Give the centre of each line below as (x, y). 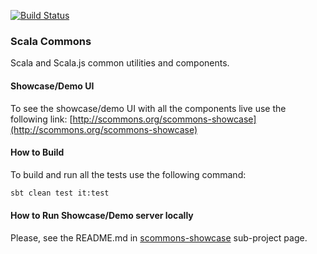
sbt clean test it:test (60, 193)
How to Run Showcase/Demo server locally (102, 216)
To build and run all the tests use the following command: (128, 174)
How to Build (37, 152)
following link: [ (41, 119)
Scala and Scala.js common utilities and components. (120, 63)
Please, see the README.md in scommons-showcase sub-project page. (159, 237)
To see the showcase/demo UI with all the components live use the (148, 108)
